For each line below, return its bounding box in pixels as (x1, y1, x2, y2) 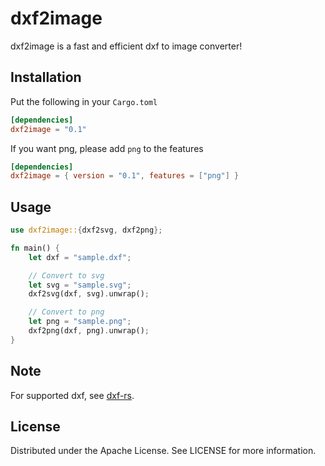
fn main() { (10, 243, 60, 253)
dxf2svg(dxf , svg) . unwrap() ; (28, 289, 150, 299)
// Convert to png (28, 307, 105, 317)
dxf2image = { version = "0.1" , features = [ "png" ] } (10, 171, 240, 181)
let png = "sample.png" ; (28, 317, 132, 327)
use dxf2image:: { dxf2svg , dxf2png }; (10, 225, 163, 236)
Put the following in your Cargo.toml (10, 95, 158, 107)
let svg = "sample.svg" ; (28, 280, 132, 290)
